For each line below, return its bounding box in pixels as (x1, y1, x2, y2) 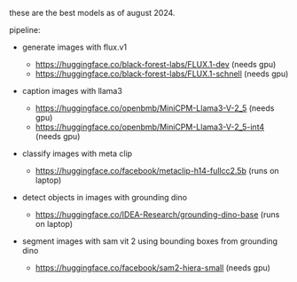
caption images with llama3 (21, 86, 122, 96)
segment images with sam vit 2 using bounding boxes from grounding (21, 236, 277, 247)
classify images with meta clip (21, 148, 133, 159)
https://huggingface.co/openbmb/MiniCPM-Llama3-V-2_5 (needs (35, 103, 275, 114)
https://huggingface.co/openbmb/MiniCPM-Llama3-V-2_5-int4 (35, 121, 265, 132)
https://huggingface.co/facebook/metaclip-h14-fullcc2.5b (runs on (35, 166, 279, 176)
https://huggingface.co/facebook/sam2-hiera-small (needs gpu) (35, 262, 270, 273)
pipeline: (9, 25, 41, 35)
